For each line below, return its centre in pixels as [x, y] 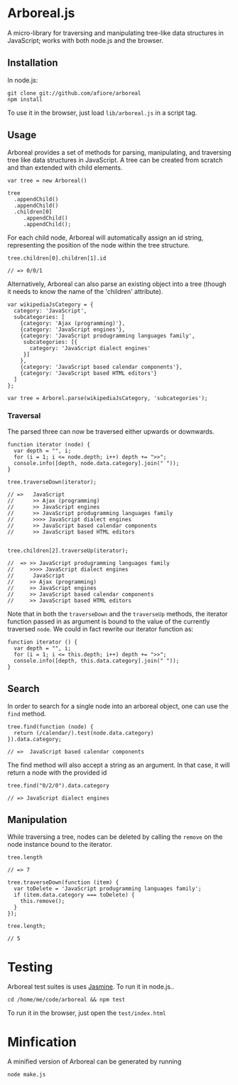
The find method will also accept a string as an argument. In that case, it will [119, 765]
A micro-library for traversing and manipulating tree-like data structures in [115, 33]
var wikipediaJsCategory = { [50, 305]
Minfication [42, 1042]
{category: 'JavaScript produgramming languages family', [108, 336]
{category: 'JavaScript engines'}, [73, 330]
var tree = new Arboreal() [47, 180]
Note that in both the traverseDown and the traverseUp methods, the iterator [118, 613]
